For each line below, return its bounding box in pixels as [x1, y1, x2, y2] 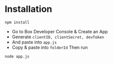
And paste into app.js [11, 39, 57, 45]
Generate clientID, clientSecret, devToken [11, 34, 104, 40]
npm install [4, 20, 29, 25]
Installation [4, 3, 52, 15]
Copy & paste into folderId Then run [11, 44, 88, 50]
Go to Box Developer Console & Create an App [11, 28, 108, 34]
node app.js [4, 54, 29, 59]
